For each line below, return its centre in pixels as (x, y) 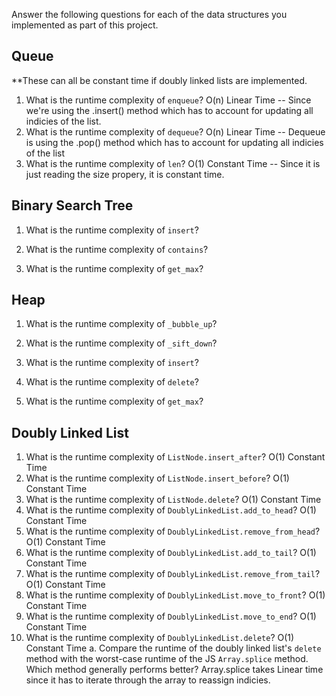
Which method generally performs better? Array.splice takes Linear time (174, 670)
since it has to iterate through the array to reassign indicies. (148, 680)
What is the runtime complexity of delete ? (112, 382)
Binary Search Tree (72, 205)
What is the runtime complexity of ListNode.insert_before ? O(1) (157, 478)
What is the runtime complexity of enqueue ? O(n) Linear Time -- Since (168, 100)
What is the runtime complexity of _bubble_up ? (121, 324)
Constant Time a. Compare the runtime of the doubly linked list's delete (173, 648)
